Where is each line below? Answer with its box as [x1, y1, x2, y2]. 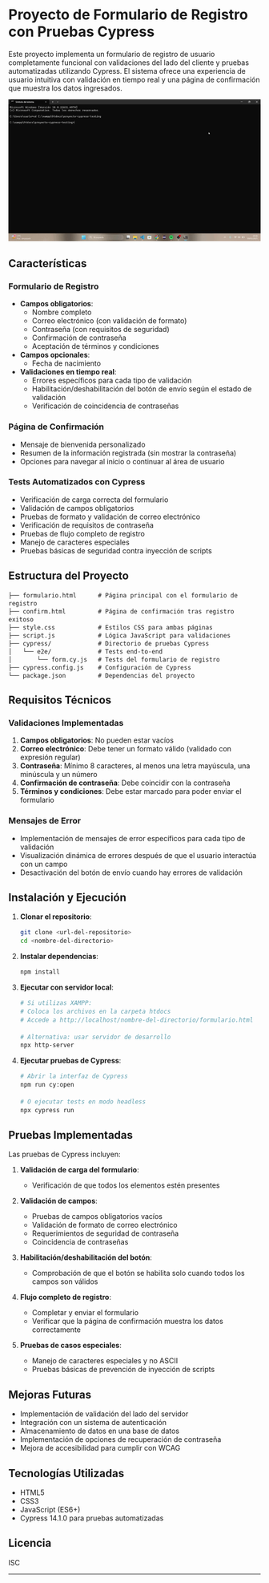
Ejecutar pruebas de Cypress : [19, 1056, 122, 1066]
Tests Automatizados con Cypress [8, 476, 146, 488]
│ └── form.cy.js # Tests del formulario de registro [8, 655, 220, 663]
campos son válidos [31, 1277, 98, 1286]
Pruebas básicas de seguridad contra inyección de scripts [19, 545, 212, 555]
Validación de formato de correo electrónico [31, 1221, 178, 1230]
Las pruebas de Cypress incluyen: [8, 1149, 121, 1160]
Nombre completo [31, 307, 92, 318]
